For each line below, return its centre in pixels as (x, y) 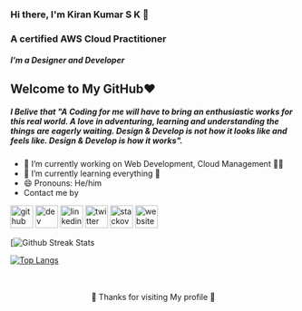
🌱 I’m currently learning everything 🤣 (92, 173)
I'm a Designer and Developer (68, 60)
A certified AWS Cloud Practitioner (88, 38)
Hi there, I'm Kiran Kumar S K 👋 (79, 15)
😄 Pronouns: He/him (63, 183)
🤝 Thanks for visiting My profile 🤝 (153, 296)
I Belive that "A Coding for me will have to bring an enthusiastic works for (151, 112)
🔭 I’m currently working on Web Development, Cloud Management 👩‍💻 (153, 163)
